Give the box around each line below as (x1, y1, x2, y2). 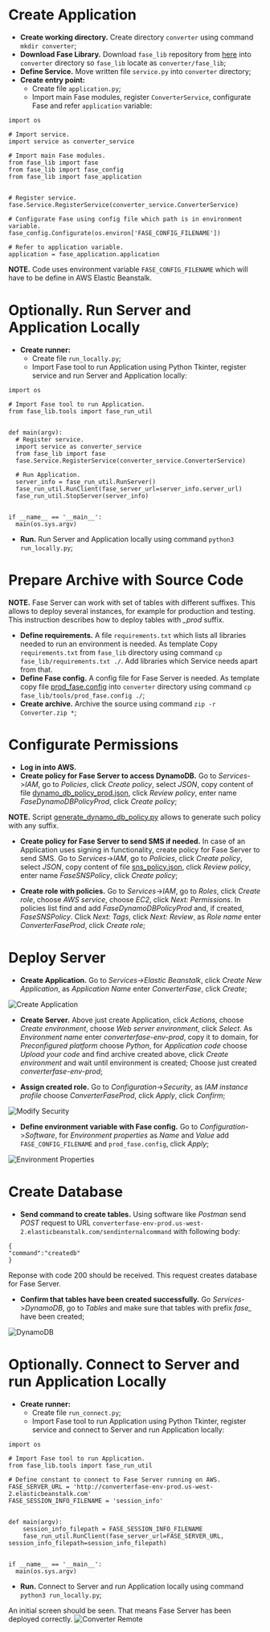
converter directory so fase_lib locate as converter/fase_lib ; (19, 58, 227, 68)
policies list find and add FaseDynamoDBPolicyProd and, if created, (19, 903, 244, 913)
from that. (19, 665, 53, 674)
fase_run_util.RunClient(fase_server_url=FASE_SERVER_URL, (22, 1532, 225, 1540)
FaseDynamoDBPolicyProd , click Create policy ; (19, 796, 178, 806)
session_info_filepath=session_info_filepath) (8, 1539, 167, 1547)
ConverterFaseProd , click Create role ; (19, 920, 146, 930)
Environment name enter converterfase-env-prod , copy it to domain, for (19, 1032, 259, 1042)
